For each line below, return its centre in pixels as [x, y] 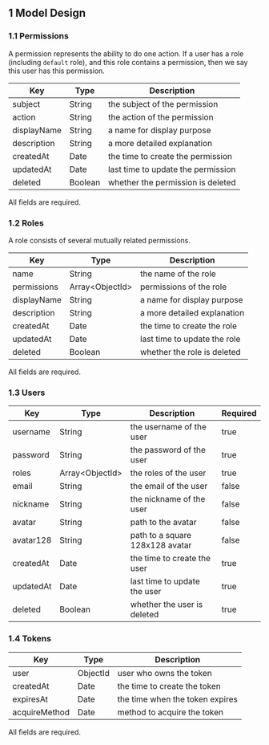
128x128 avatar [161, 545]
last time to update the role [190, 339]
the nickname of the [168, 499]
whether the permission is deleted [172, 182]
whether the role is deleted [191, 352]
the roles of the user [168, 473]
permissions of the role [183, 287]
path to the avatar [163, 523]
